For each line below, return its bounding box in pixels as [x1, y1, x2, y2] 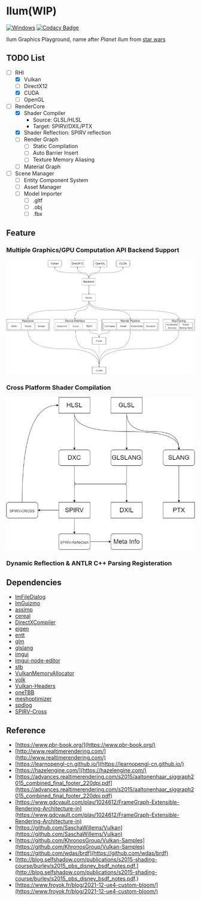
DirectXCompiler [14, 619, 56, 626]
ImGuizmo [14, 599, 41, 607]
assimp [14, 606, 33, 613]
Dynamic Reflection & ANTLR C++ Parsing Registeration [6, 559, 172, 567]
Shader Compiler [23, 110, 66, 117]
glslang [14, 644, 33, 652]
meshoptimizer [14, 695, 52, 703]
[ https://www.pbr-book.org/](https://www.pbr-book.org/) [14, 742, 156, 749]
